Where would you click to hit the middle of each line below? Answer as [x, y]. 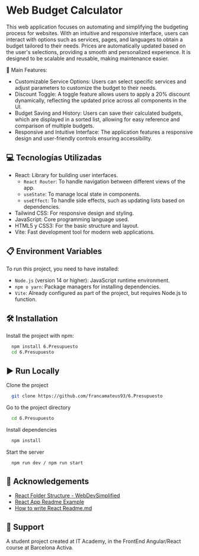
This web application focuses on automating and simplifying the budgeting [97, 27]
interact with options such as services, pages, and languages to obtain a [94, 39]
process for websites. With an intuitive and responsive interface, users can [97, 33]
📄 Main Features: [27, 70]
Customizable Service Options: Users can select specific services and [100, 81]
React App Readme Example [49, 502]
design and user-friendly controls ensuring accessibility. [84, 138]
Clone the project [27, 385]
